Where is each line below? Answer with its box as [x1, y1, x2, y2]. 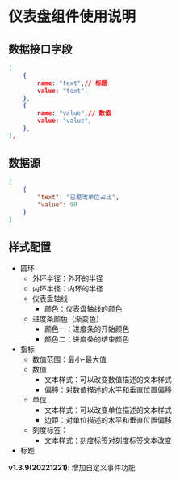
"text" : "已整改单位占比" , [37, 193, 119, 202]
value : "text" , [37, 87, 89, 95]
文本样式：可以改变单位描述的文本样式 [44, 405, 172, 414]
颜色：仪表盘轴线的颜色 [44, 304, 123, 313]
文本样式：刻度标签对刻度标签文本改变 [44, 435, 172, 445]
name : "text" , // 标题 [37, 79, 107, 87]
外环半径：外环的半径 [31, 273, 103, 283]
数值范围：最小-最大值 [31, 354, 107, 364]
